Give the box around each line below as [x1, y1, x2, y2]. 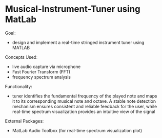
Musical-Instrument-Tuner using [5, 3, 141, 15]
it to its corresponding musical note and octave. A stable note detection [12, 98, 156, 104]
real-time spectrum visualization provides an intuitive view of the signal [12, 109, 155, 115]
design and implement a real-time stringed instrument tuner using [12, 39, 145, 45]
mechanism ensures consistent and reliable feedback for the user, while [12, 103, 157, 109]
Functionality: [5, 83, 33, 89]
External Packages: [5, 118, 44, 124]
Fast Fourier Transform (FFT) [12, 69, 71, 74]
